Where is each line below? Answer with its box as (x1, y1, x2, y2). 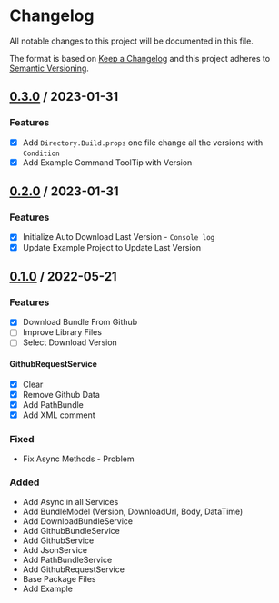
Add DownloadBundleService (22, 516, 134, 527)
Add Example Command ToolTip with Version (22, 156, 193, 168)
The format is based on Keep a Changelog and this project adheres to (9, 53, 271, 64)
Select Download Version (22, 337, 118, 348)
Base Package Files (22, 574, 96, 585)
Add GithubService (22, 535, 95, 546)
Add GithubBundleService (22, 526, 120, 537)
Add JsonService (22, 545, 88, 556)
